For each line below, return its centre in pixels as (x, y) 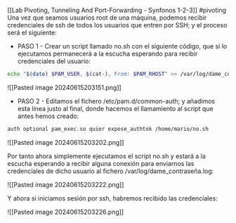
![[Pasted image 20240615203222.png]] (66, 184)
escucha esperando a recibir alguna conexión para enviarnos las (101, 163)
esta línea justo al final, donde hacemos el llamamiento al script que (115, 108)
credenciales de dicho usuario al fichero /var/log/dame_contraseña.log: (111, 171)
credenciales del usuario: (54, 61)
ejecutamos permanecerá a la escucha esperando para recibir (107, 53)
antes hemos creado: (48, 116)
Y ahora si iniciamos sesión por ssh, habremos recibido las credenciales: (112, 198)
